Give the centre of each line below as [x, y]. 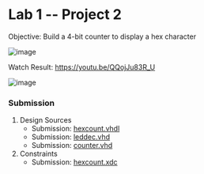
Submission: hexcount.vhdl [76, 129]
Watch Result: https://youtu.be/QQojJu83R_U [82, 67]
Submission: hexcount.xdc [74, 162]
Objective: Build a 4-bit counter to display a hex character [102, 36]
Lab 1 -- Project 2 [65, 15]
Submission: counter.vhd [72, 146]
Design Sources [45, 120]
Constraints [38, 154]
